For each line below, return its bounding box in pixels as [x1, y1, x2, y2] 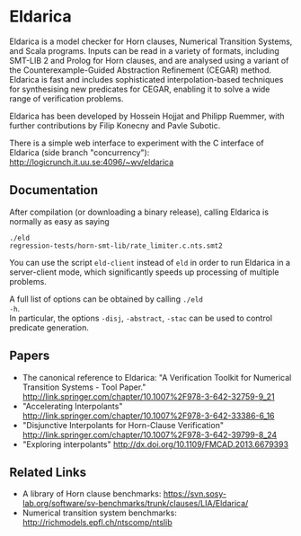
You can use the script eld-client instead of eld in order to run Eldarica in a [9, 257, 290, 268]
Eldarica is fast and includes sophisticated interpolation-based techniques [9, 74, 284, 84]
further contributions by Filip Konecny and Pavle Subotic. [9, 119, 221, 131]
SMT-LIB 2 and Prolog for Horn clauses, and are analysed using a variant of [9, 55, 289, 66]
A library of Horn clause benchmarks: [22, 488, 162, 499]
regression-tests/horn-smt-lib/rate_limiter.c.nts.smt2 [9, 241, 223, 250]
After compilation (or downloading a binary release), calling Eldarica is [9, 206, 270, 217]
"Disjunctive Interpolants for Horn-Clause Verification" [22, 419, 225, 430]
